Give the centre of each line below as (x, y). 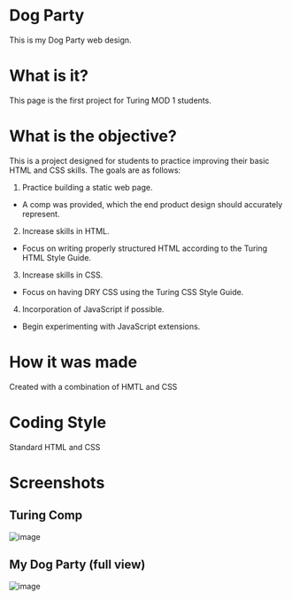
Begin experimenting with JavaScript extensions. (111, 326)
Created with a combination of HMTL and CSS (93, 386)
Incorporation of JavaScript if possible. (93, 309)
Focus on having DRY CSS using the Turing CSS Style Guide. (133, 292)
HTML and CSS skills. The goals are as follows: (95, 170)
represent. (41, 214)
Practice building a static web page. (87, 187)
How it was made (73, 362)
